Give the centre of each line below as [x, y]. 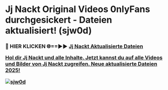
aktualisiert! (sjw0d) [49, 31]
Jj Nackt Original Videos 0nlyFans [78, 9]
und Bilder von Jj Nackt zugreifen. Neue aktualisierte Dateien [81, 64]
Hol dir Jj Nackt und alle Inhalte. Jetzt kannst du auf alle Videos [84, 58]
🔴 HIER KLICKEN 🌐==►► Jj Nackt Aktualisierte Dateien [74, 46]
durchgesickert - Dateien [59, 20]
